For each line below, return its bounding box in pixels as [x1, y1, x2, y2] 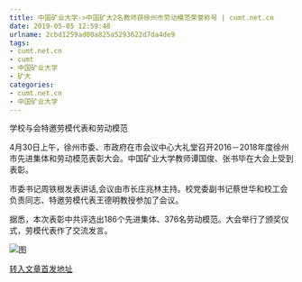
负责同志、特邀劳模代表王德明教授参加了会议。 [9, 195, 183, 205]
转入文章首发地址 [9, 263, 73, 275]
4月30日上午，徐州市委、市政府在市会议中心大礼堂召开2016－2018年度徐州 [9, 141, 289, 153]
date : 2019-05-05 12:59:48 [9, 22, 111, 31]
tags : [9, 38, 30, 48]
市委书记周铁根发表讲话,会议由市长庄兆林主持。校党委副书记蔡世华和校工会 [9, 184, 288, 195]
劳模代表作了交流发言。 [24, 225, 113, 236]
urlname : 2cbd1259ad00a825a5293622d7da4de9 [9, 30, 176, 39]
